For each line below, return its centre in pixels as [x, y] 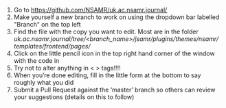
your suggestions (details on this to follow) [74, 97]
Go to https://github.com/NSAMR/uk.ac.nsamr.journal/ [90, 10]
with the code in [36, 60]
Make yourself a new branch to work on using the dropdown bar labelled [116, 17]
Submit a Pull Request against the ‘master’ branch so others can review [114, 90]
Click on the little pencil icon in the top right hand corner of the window [114, 53]
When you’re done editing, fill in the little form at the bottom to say [107, 75]
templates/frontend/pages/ [52, 46]
